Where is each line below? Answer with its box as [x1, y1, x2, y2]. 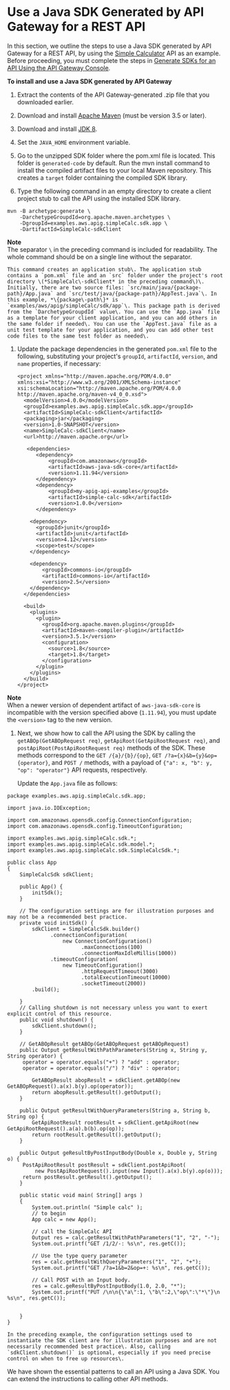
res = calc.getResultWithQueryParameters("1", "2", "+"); [32, 1258, 202, 1266]
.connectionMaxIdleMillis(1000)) [81, 949, 177, 956]
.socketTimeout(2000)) [81, 980, 147, 987]
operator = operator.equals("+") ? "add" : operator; [22, 1059, 180, 1066]
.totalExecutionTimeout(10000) [81, 974, 171, 981]
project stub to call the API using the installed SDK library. [17, 194, 181, 203]
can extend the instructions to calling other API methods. [7, 1374, 169, 1383]
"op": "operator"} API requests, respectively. [17, 766, 147, 774]
